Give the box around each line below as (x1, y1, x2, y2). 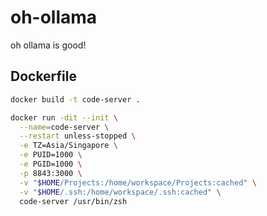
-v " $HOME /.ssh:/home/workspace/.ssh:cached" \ (19, 187, 222, 197)
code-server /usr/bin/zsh (19, 196, 128, 206)
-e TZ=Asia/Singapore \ (19, 141, 118, 151)
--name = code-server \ (19, 122, 110, 132)
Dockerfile (10, 68, 78, 85)
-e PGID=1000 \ (19, 159, 83, 169)
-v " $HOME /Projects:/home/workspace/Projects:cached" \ (19, 177, 257, 188)
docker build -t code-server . (10, 94, 141, 105)
